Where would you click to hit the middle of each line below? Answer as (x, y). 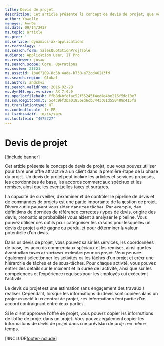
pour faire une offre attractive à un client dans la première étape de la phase (82, 171)
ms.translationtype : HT (29, 105)
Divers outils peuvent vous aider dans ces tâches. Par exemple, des (73, 207)
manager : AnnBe (20, 23)
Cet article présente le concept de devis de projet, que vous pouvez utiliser (81, 166)
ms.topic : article (24, 32)
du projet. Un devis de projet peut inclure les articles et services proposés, (80, 176)
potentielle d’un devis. (27, 232)
